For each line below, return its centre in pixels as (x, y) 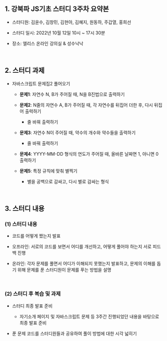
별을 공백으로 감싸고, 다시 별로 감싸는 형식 (68, 181)
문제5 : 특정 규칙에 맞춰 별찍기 (48, 171)
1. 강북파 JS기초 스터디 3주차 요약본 (57, 9)
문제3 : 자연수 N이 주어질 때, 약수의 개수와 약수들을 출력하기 (77, 133)
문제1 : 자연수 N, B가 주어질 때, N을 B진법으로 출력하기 (72, 94)
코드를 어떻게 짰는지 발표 (36, 236)
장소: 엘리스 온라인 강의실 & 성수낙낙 (48, 43)
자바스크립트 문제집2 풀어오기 (41, 83)
